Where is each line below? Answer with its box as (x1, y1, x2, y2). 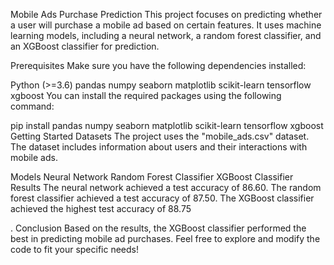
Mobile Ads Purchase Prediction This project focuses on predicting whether (10, 9, 323, 20)
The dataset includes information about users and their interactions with (10, 141, 308, 153)
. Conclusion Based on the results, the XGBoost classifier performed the (10, 222, 307, 234)
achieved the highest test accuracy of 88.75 (10, 203, 192, 214)
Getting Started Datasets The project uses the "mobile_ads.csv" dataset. (10, 130, 310, 142)
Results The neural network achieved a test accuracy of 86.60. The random (10, 182, 322, 193)
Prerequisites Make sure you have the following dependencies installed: (10, 60, 307, 71)
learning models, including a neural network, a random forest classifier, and (10, 30, 322, 41)
